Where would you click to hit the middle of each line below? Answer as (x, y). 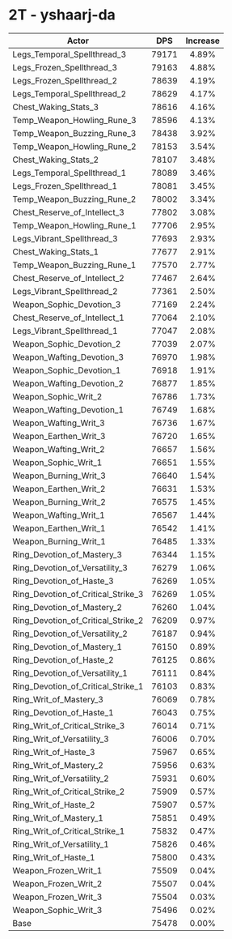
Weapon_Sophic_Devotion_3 (67, 304)
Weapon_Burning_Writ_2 (59, 502)
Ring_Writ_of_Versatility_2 (61, 778)
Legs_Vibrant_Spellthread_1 (65, 331)
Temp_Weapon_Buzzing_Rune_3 (74, 133)
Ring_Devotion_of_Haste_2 (63, 659)
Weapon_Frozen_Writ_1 (57, 870)
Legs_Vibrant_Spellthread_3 (65, 238)
